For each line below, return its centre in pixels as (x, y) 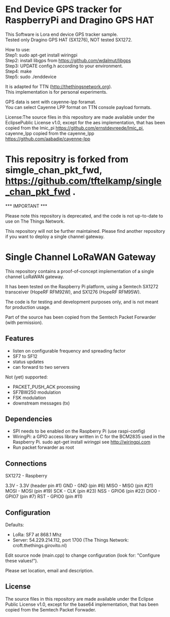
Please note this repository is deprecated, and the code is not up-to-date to (84, 216)
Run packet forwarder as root (43, 447)
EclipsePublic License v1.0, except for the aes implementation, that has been (85, 122)
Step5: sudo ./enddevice (31, 76)
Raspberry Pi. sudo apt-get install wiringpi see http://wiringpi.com (81, 442)
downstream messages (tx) (41, 403)
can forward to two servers (41, 367)
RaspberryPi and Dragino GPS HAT (80, 20)
